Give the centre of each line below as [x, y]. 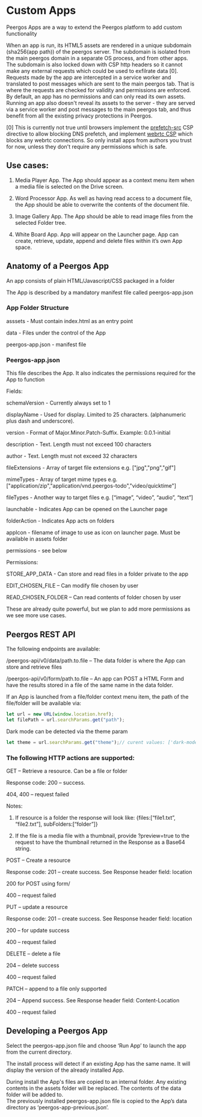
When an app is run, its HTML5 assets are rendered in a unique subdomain [99, 45]
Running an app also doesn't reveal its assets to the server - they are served [101, 102]
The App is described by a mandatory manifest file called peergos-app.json [100, 292]
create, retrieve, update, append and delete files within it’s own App [99, 241]
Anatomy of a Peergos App [58, 266]
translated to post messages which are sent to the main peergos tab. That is [100, 83]
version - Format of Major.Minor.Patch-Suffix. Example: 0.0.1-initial [88, 433]
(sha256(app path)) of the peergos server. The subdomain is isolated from [98, 51]
